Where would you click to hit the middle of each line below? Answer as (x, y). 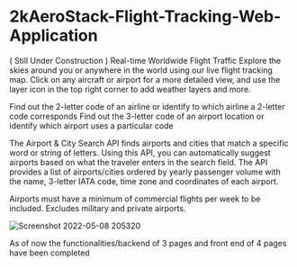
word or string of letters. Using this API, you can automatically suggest (140, 152)
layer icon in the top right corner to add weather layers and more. (130, 89)
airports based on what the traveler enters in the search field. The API (139, 162)
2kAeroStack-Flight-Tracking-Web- (145, 17)
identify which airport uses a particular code (91, 125)
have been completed (49, 253)
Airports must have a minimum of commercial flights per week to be (135, 199)
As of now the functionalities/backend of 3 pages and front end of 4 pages (148, 243)
